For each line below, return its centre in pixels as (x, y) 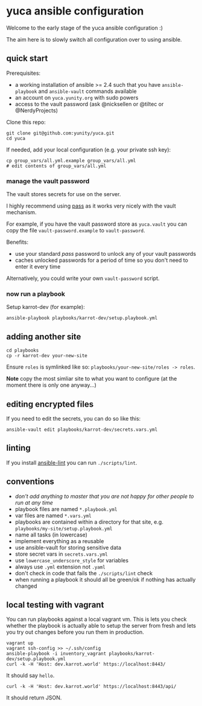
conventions (30, 482)
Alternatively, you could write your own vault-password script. (83, 278)
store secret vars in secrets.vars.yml (61, 554)
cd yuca (16, 138)
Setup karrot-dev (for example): (46, 307)
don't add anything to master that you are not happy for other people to (104, 496)
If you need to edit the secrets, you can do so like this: (74, 418)
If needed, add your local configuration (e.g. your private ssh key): (89, 150)
